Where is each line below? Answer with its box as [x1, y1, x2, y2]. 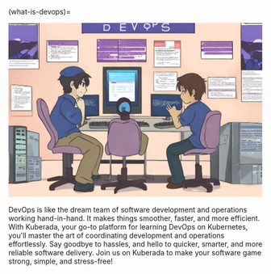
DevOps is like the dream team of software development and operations [8, 205, 248, 215]
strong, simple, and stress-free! [8, 256, 113, 266]
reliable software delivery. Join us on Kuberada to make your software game [8, 248, 262, 258]
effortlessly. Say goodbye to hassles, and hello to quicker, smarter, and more [8, 239, 263, 249]
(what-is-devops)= [8, 7, 71, 16]
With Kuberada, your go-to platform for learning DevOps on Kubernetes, [8, 222, 248, 232]
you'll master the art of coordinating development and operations [8, 230, 225, 241]
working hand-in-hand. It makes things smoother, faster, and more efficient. [8, 213, 261, 223]
